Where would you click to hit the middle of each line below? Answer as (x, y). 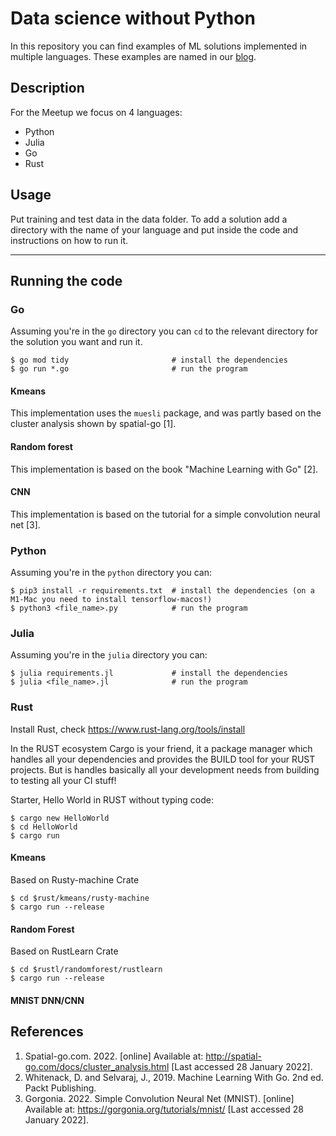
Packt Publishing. (60, 1088)
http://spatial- (234, 1056)
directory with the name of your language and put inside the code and (154, 229)
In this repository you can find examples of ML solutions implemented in (159, 46)
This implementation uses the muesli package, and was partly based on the (166, 413)
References (47, 1032)
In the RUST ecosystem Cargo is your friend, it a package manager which (161, 748)
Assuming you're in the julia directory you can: (109, 655)
